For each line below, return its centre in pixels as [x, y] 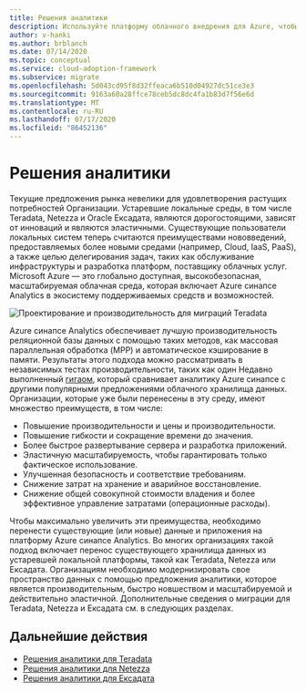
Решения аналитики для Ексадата [88, 678]
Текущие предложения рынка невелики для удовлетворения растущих [148, 198]
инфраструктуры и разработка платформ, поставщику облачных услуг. [148, 266]
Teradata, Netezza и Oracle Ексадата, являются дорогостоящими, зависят [153, 217]
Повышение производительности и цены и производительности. [149, 426]
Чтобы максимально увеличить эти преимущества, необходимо [135, 521]
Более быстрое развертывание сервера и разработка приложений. [155, 445]
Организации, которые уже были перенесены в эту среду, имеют [138, 398]
